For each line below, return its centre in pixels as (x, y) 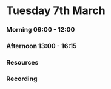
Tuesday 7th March (56, 11)
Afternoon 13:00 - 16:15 (42, 46)
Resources (22, 62)
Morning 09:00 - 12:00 (41, 30)
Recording (22, 79)
